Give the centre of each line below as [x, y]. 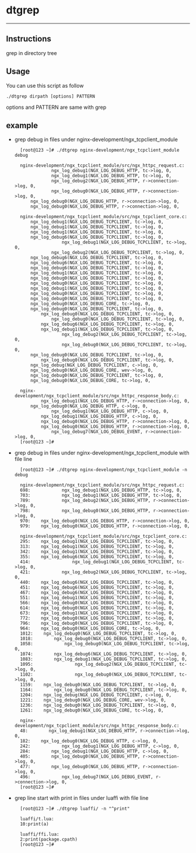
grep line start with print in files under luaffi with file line [81, 798]
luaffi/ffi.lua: [40, 834]
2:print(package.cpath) [49, 840]
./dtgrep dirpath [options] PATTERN [50, 96]
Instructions [29, 39]
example [22, 125]
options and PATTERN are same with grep [56, 107]
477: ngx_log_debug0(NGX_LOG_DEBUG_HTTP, [80, 767]
